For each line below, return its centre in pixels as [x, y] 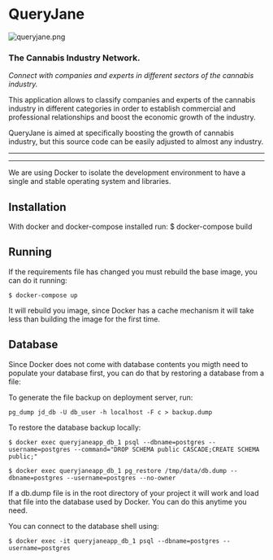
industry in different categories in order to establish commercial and [122, 109]
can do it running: [38, 280]
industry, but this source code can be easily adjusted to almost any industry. [136, 142]
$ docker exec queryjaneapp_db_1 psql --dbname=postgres [107, 442]
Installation [37, 207]
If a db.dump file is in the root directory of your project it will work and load [134, 492]
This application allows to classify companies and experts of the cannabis [132, 100]
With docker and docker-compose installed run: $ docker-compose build [130, 227]
